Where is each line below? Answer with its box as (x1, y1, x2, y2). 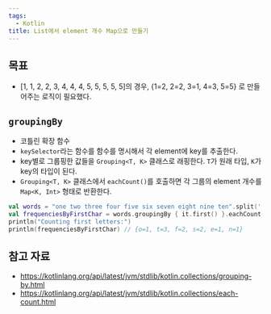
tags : (8, 11, 27, 20)
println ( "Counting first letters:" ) (8, 217, 131, 226)
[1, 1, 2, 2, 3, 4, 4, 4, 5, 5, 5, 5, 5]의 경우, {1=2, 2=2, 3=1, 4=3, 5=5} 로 (19, 82, 246, 91)
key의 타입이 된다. (19, 166, 78, 176)
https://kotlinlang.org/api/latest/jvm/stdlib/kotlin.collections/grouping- (19, 271, 252, 281)
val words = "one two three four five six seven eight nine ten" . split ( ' (8, 203, 262, 211)
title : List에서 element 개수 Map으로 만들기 (8, 27, 149, 35)
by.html (19, 280, 45, 290)
